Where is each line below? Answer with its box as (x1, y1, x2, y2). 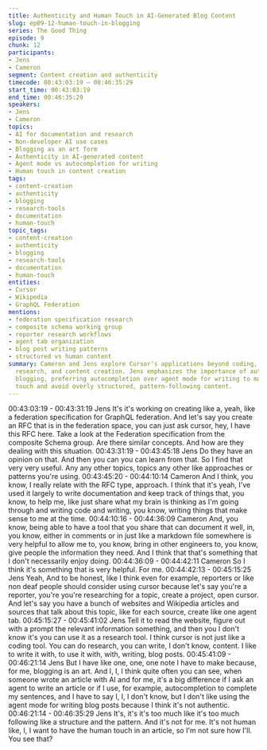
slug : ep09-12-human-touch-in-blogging (8, 19, 141, 27)
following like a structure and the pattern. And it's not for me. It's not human (8, 717, 257, 727)
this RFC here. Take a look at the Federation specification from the (8, 430, 225, 439)
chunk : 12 (8, 41, 41, 49)
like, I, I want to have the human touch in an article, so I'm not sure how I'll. (8, 726, 253, 736)
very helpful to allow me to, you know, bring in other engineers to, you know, (8, 540, 258, 549)
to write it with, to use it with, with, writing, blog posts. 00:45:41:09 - (8, 650, 232, 659)
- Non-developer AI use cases (8, 137, 109, 146)
